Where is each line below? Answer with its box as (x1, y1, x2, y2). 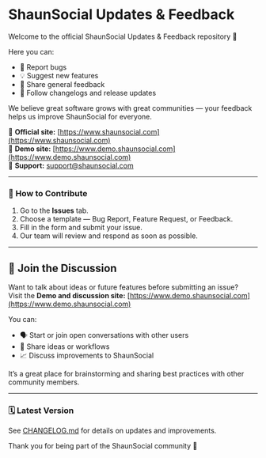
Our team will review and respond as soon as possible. (19, 231, 198, 240)
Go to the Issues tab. (19, 206, 89, 215)
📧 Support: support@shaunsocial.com (8, 161, 134, 170)
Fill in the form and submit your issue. (19, 223, 142, 233)
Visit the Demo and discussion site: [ (8, 291, 131, 301)
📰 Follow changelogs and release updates (19, 88, 157, 97)
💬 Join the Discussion (8, 261, 117, 274)
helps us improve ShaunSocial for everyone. (8, 112, 153, 121)
